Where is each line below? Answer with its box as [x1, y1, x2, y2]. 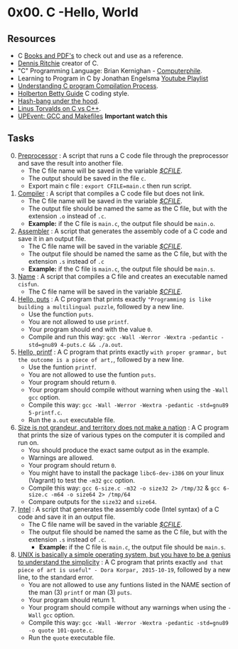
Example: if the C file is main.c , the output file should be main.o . [28, 219, 215, 227]
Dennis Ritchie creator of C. [17, 59, 99, 68]
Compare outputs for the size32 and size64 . [28, 497, 157, 505]
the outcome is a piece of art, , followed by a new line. [17, 355, 185, 363]
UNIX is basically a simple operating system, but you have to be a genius [17, 550, 231, 559]
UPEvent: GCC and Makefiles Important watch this [17, 112, 168, 120]
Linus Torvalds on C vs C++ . [17, 104, 102, 112]
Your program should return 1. [28, 595, 116, 604]
